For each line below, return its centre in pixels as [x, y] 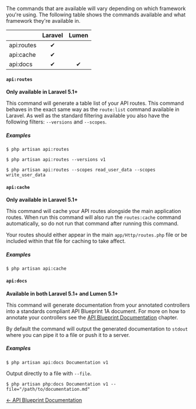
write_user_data [26, 175]
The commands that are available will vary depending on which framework [96, 8]
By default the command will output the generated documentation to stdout [97, 329]
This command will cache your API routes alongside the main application [94, 211]
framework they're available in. [43, 21]
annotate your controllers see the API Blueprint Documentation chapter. [92, 317]
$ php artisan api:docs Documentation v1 [57, 362]
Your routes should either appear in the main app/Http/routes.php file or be [97, 235]
